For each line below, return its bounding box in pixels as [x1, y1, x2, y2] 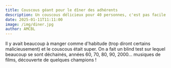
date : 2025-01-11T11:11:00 [5, 17, 63, 22]
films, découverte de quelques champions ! [5, 57, 97, 63]
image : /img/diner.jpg [5, 21, 54, 27]
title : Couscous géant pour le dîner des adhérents [5, 7, 118, 13]
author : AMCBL [5, 27, 36, 32]
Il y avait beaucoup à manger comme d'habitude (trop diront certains [5, 40, 151, 47]
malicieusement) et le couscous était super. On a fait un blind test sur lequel [5, 46, 165, 52]
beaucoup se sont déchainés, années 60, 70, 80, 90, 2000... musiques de [5, 52, 161, 58]
